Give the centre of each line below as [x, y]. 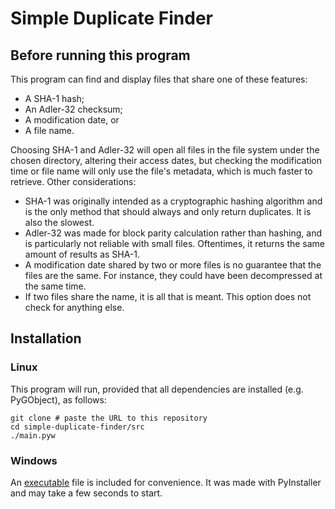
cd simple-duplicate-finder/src [77, 427]
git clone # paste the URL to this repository [109, 418]
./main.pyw [33, 435]
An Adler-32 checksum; [73, 109]
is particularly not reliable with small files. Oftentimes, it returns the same [175, 243]
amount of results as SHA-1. [82, 254]
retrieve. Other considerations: [73, 181]
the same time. [55, 286]
